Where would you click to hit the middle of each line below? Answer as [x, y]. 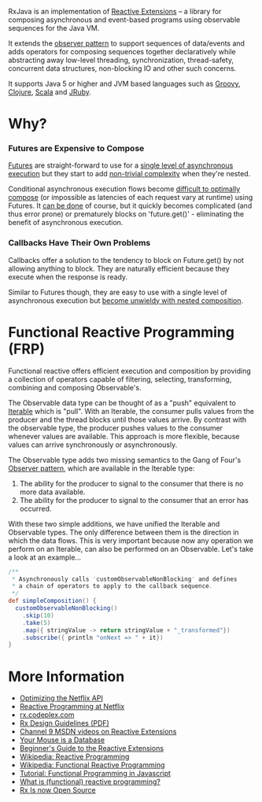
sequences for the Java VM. [54, 28]
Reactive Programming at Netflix [72, 707]
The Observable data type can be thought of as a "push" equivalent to [122, 403]
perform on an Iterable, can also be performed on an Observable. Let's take [131, 549]
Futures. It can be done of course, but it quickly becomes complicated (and [130, 206]
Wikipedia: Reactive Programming [74, 757]
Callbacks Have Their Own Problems [79, 243]
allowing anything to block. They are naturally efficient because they [119, 268]
